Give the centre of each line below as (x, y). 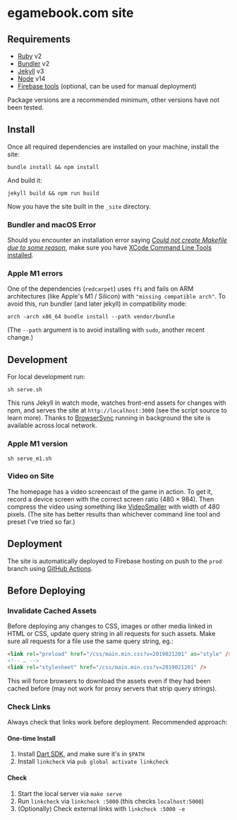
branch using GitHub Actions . (50, 568)
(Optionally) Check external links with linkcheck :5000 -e (101, 809)
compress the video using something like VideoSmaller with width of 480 (114, 507)
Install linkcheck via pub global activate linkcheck (93, 761)
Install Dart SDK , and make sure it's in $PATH (81, 754)
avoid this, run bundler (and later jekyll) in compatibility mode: (97, 304)
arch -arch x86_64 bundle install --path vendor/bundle (91, 317)
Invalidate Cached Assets (52, 611)
